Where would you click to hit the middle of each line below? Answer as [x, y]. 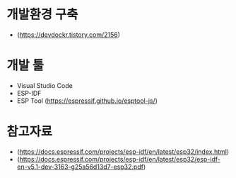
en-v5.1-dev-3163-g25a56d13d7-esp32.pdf [80, 167]
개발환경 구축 [42, 15]
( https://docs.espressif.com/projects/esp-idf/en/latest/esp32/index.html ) [123, 151]
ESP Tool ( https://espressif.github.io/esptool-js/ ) [87, 101]
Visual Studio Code [45, 85]
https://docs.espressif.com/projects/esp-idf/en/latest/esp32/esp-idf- [120, 159]
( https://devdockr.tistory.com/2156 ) [69, 34]
